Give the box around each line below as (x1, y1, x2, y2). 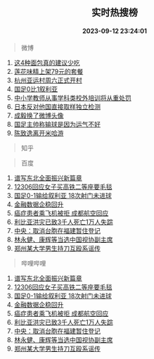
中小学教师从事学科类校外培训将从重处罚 (13, 94, 131, 102)
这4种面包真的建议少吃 (13, 58, 80, 67)
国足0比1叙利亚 (13, 84, 58, 93)
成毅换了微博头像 (13, 111, 64, 120)
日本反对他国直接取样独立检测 (13, 102, 101, 111)
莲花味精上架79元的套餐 (13, 67, 84, 75)
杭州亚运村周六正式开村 (13, 76, 82, 84)
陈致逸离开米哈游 (13, 129, 64, 137)
